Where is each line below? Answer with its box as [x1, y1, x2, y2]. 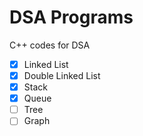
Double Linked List [23, 70, 101, 81]
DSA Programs [9, 6, 134, 29]
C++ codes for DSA [9, 39, 91, 51]
